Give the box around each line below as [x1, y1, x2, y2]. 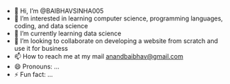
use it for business [13, 44, 69, 52]
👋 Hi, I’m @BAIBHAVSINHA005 [13, 7, 104, 15]
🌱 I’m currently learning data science [13, 29, 122, 37]
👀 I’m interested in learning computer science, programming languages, [13, 14, 223, 23]
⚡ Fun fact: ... [13, 71, 53, 78]
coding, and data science [13, 22, 88, 30]
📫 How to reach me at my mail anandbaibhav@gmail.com [13, 52, 184, 60]
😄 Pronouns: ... [13, 62, 60, 71]
